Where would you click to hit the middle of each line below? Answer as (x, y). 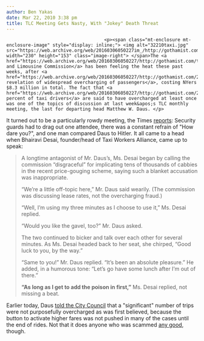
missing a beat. (40, 294)
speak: (15, 146)
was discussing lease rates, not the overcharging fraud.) (92, 196)
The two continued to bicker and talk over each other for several (102, 237)
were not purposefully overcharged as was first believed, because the (94, 312)
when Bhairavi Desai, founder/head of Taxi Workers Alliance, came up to (97, 140)
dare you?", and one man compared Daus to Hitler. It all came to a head (95, 133)
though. (16, 331)
